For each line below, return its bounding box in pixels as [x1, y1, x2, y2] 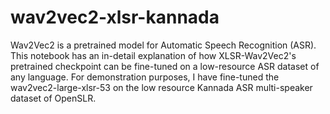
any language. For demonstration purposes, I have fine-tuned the [10, 71, 280, 83]
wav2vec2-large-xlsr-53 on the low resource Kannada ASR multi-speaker [10, 81, 313, 93]
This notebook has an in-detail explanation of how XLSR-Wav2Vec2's [10, 49, 297, 61]
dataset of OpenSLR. [10, 92, 97, 104]
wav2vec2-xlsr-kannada [10, 6, 220, 29]
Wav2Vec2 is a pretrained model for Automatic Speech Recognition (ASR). [10, 39, 317, 51]
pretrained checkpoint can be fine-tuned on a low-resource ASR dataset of [10, 60, 320, 72]
